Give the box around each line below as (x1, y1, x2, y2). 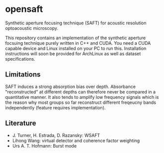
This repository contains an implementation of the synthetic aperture (5, 35, 146, 41)
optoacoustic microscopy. (5, 25, 59, 31)
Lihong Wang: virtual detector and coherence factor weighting (12, 138, 140, 144)
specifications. (5, 56, 36, 62)
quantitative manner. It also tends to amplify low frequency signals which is (5, 94, 159, 100)
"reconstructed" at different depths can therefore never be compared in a (5, 88, 156, 95)
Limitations (5, 71, 41, 79)
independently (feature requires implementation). (5, 104, 106, 110)
